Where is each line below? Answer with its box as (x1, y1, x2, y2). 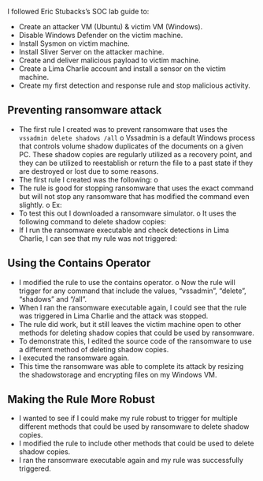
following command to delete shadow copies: (18, 216, 167, 226)
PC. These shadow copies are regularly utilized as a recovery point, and (18, 149, 253, 159)
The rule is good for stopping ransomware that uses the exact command (18, 183, 254, 193)
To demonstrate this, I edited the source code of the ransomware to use (18, 336, 253, 346)
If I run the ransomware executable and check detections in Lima (18, 225, 230, 235)
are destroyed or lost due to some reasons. (18, 166, 159, 176)
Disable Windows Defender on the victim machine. (18, 31, 183, 39)
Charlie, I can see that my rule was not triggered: (18, 233, 178, 243)
